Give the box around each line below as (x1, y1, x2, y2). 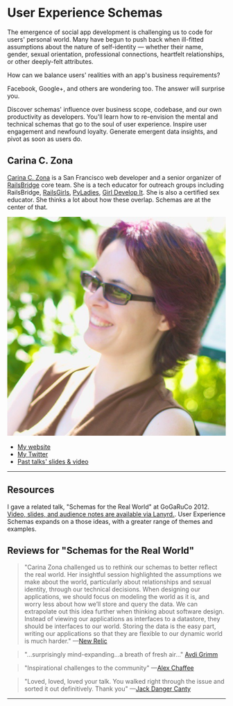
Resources (7, 484, 55, 496)
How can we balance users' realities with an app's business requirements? (7, 71, 221, 79)
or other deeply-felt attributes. (7, 57, 94, 65)
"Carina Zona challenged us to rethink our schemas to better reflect (24, 563, 218, 571)
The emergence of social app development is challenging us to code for (7, 28, 213, 36)
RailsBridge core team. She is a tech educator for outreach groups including (7, 181, 224, 189)
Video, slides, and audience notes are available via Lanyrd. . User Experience (7, 509, 226, 518)
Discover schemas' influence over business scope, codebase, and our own (7, 105, 222, 113)
